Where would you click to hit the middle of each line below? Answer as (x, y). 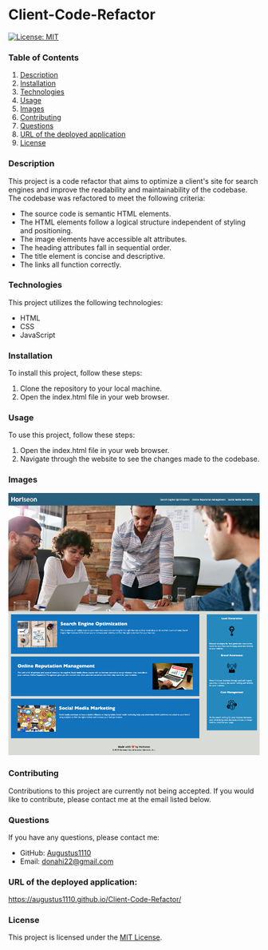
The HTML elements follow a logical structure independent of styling (132, 222)
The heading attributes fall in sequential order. (95, 247)
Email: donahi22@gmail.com (67, 861)
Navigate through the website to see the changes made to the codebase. (140, 459)
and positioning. (46, 230)
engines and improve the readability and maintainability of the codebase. (128, 189)
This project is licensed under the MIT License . (85, 937)
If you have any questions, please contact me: (84, 837)
